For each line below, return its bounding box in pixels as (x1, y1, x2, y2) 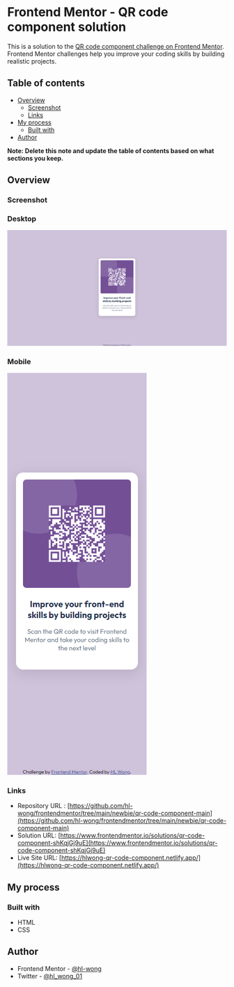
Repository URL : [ (17, 802, 70, 810)
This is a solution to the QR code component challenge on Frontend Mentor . (7, 42, 224, 50)
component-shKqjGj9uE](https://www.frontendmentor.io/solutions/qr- (17, 839, 218, 847)
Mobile (7, 356, 31, 366)
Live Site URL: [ (17, 853, 62, 862)
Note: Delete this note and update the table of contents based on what (7, 146, 214, 154)
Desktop (7, 214, 37, 224)
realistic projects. (7, 57, 57, 65)
